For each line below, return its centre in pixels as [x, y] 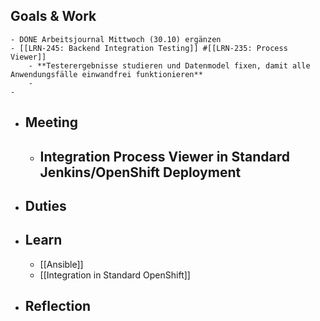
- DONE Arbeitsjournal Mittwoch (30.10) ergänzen [116, 39]
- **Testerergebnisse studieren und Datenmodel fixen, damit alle [169, 65]
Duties [45, 205]
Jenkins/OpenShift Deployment [140, 172]
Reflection [58, 306]
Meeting [51, 122]
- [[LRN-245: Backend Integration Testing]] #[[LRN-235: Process [149, 48]
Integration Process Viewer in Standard [164, 156]
